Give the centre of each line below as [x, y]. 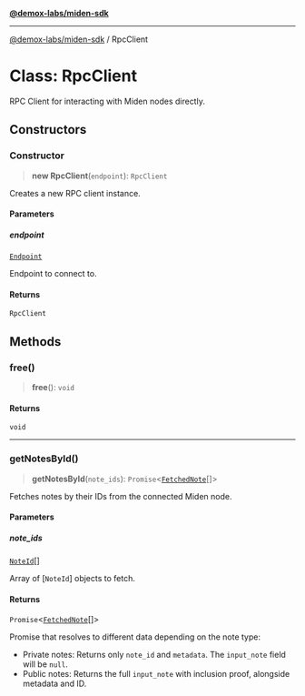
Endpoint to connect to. [53, 274]
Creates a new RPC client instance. [75, 193]
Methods [35, 342]
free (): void [53, 388]
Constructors [48, 130]
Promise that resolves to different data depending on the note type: [135, 637]
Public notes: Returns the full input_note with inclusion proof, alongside [156, 674]
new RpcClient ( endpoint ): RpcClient [99, 176]
